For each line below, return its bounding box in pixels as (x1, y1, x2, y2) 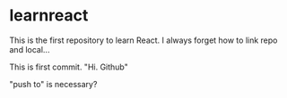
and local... (9, 44, 50, 54)
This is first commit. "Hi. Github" (9, 61, 128, 72)
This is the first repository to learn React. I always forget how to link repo (9, 35, 278, 45)
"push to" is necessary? (9, 78, 98, 89)
